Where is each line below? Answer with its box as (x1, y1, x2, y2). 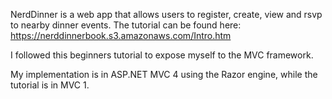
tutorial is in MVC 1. (10, 79, 90, 91)
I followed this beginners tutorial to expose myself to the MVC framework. (10, 49, 314, 61)
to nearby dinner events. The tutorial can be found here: (10, 19, 242, 31)
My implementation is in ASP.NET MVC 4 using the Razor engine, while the (10, 69, 318, 80)
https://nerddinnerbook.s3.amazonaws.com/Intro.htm (10, 30, 232, 41)
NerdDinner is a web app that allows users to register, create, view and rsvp (10, 9, 323, 20)
